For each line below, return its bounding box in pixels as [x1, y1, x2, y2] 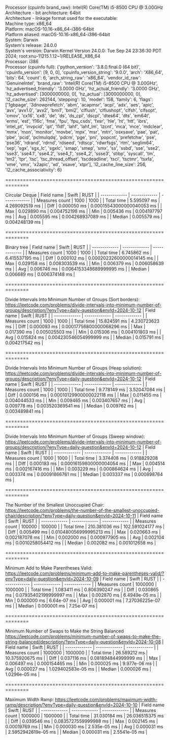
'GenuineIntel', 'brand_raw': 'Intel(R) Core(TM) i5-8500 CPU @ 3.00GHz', [5, 80, 158, 86]
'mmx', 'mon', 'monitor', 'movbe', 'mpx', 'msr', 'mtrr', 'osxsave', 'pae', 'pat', [5, 129, 159, 135]
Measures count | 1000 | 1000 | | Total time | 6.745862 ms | [28, 250, 152, 255]
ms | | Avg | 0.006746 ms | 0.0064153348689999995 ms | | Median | [5, 266, 150, 272]
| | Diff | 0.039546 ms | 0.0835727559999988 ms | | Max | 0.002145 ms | [5, 718, 158, 724]
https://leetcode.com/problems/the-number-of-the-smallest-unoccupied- [5, 507, 160, 513]
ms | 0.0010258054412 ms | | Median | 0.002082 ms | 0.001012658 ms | [5, 540, 156, 546]
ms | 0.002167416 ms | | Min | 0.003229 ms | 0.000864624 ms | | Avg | [5, 466, 154, 472]
